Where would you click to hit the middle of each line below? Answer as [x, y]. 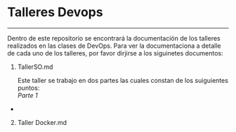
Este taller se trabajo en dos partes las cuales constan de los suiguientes [123, 80]
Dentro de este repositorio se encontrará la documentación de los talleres [114, 38]
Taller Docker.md [42, 122]
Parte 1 [27, 95]
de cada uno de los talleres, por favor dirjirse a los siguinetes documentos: [115, 53]
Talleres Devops [55, 12]
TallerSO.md [35, 67]
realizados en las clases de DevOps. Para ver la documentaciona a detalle [114, 46]
